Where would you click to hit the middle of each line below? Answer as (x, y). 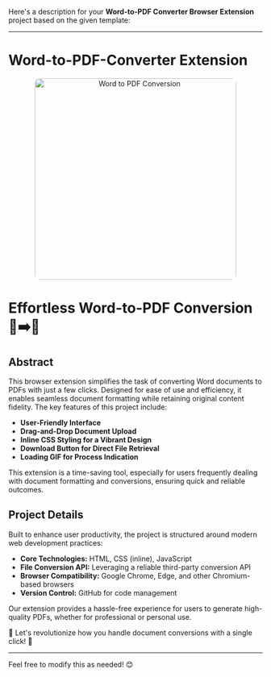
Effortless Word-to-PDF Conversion (131, 308)
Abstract (31, 362)
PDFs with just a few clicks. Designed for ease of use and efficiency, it (125, 389)
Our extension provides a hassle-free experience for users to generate (126, 608)
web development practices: (56, 542)
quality (20, 617)
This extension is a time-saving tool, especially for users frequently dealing (133, 472)
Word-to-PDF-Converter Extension (128, 60)
